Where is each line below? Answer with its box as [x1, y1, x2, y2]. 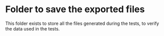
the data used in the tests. [5, 25, 60, 31]
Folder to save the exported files [5, 4, 145, 15]
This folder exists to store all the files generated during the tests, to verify [5, 20, 159, 26]
